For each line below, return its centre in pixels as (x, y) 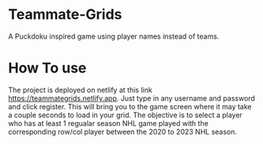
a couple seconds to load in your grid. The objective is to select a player (125, 115)
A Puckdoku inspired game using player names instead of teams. (114, 36)
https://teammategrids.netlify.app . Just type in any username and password (131, 98)
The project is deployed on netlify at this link (80, 90)
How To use (47, 68)
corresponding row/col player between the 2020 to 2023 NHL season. (123, 131)
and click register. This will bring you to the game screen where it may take (130, 106)
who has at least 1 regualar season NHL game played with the (109, 123)
